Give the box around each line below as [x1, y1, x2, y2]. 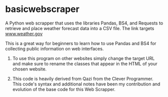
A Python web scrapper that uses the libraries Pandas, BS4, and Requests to [5, 20, 163, 26]
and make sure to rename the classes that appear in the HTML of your [12, 60, 157, 66]
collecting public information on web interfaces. [5, 45, 104, 51]
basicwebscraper [5, 3, 80, 15]
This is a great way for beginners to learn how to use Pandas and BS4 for [5, 40, 156, 46]
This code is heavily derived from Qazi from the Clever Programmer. [12, 75, 154, 81]
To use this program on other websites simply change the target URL [12, 55, 155, 61]
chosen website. [12, 66, 47, 72]
